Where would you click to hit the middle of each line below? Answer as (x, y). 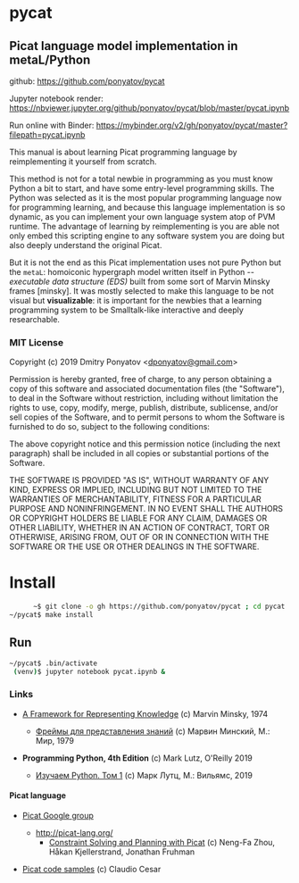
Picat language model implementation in (124, 46)
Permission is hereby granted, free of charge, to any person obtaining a (141, 379)
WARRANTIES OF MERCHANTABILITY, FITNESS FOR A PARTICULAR (135, 499)
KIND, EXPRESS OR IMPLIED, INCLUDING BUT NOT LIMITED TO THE (136, 490)
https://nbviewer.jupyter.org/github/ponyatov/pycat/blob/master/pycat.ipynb (149, 108)
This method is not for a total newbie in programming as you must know (141, 179)
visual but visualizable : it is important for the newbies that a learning (136, 300)
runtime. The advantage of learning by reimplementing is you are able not (144, 226)
